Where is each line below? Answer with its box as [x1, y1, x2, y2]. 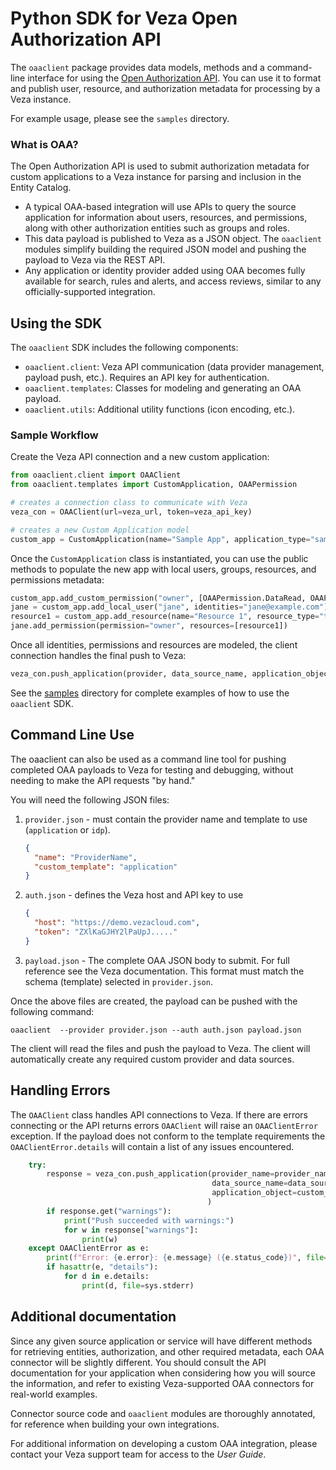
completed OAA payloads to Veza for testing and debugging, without [10, 763, 294, 776]
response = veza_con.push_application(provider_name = [46, 1169, 275, 1179]
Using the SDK [10, 315, 103, 332]
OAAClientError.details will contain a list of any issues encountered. [10, 1140, 295, 1152]
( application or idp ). [24, 823, 111, 836]
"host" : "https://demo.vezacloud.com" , [34, 918, 201, 928]
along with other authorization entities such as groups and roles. [24, 222, 291, 234]
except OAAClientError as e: [28, 1243, 150, 1254]
